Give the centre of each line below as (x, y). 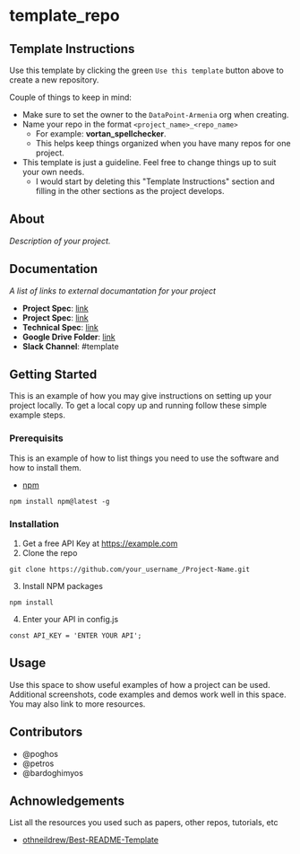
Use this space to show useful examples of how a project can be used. (140, 684)
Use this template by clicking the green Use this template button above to (146, 70)
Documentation (54, 269)
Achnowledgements (67, 801)
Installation (34, 524)
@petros (38, 763)
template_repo (64, 16)
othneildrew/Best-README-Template (90, 840)
